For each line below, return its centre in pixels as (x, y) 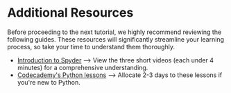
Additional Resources (70, 13)
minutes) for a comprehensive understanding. (83, 67)
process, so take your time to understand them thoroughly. (91, 46)
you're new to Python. (49, 82)
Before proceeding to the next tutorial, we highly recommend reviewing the (114, 32)
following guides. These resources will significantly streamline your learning (115, 39)
